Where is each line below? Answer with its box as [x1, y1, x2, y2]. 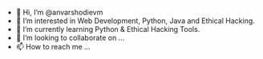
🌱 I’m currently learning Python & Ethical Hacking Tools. [15, 25, 200, 33]
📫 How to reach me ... [15, 42, 91, 51]
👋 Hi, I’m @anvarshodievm [15, 8, 103, 17]
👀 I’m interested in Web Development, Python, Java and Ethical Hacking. [15, 16, 255, 26]
